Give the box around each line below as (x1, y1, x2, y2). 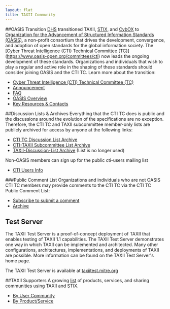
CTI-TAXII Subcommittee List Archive (12, 142, 90, 148)
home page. (5, 258, 30, 264)
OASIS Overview (12, 95, 47, 101)
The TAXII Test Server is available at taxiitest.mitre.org (5, 267, 118, 274)
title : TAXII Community (5, 12, 56, 17)
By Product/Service (12, 298, 54, 304)
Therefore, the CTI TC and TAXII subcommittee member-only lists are (5, 121, 151, 127)
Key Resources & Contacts (12, 100, 69, 107)
